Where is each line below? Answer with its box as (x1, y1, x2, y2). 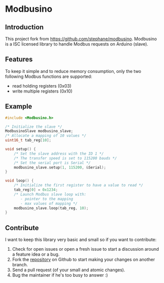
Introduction (5, 23, 44, 31)
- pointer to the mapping (20, 196, 73, 201)
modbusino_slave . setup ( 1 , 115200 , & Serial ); (14, 165, 106, 170)
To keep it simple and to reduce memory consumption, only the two (5, 68, 141, 74)
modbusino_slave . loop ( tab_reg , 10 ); (14, 206, 89, 211)
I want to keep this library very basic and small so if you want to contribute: (5, 236, 157, 243)
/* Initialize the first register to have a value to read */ (14, 183, 143, 188)
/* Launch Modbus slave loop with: (14, 192, 87, 197)
